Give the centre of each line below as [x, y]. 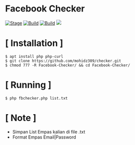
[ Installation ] [34, 43]
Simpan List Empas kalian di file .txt [49, 132]
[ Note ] [21, 118]
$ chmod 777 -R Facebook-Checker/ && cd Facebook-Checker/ [68, 65]
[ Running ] [28, 85]
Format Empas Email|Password [44, 137]
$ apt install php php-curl [34, 56]
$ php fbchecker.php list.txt [37, 98]
